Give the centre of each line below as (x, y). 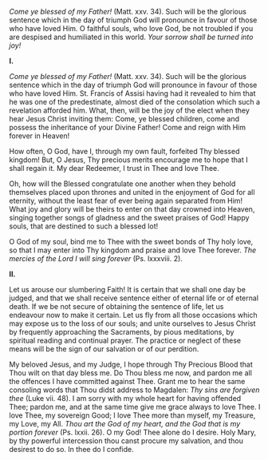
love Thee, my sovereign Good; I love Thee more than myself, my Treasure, (132, 415)
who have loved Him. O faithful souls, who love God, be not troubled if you (131, 28)
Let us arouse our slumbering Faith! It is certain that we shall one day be (128, 289)
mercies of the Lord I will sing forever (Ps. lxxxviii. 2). (96, 258)
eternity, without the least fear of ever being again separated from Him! (126, 200)
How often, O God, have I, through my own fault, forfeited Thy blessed (124, 151)
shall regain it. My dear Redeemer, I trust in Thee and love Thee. (114, 168)
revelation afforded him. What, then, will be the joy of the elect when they (130, 110)
